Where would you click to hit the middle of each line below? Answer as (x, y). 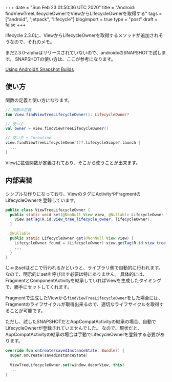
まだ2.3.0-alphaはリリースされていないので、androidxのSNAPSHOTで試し (84, 53)
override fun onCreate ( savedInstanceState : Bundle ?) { (65, 351)
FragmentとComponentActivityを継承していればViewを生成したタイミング (83, 281)
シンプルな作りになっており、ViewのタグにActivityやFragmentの (73, 194)
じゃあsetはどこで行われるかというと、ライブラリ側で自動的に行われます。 (84, 268)
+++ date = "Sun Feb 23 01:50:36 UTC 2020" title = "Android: (70, 7)
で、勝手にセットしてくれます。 (39, 287)
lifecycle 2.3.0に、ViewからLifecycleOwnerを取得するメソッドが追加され (82, 35)
